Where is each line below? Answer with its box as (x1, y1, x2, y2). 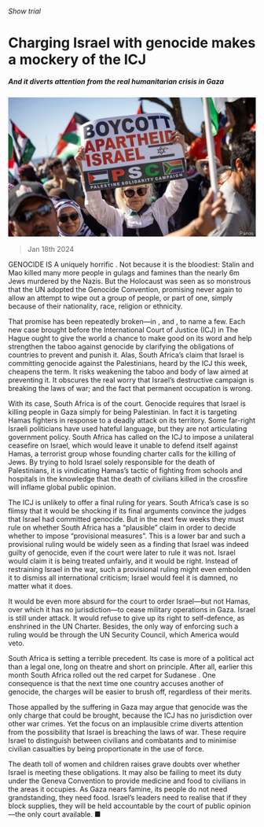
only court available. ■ (27, 810, 101, 819)
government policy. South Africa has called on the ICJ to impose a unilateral (8, 433, 254, 442)
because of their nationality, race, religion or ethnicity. (8, 301, 183, 311)
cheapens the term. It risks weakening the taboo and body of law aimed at (8, 367, 249, 377)
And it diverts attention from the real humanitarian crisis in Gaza (8, 77, 225, 87)
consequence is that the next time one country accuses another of (8, 679, 224, 689)
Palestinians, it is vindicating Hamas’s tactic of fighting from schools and (8, 466, 243, 475)
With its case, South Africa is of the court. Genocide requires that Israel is (8, 399, 246, 408)
